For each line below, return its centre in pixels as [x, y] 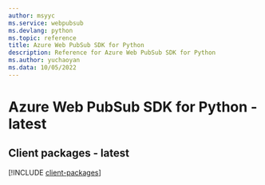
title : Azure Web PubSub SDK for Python [77, 45]
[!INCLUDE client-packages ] [55, 172]
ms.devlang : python [41, 30]
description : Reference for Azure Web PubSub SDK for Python [112, 53]
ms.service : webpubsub [46, 23]
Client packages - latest [69, 154]
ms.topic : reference [43, 38]
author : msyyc [32, 16]
